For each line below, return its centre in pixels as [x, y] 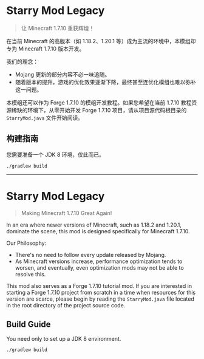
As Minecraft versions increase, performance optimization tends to [99, 261]
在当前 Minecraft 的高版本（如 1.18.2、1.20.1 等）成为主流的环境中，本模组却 [101, 41]
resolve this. [30, 274]
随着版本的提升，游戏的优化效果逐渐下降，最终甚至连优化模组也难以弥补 [105, 82]
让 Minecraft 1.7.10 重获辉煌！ [58, 28]
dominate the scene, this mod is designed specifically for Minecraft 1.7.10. [98, 231]
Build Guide [29, 324]
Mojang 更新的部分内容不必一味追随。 [63, 74]
